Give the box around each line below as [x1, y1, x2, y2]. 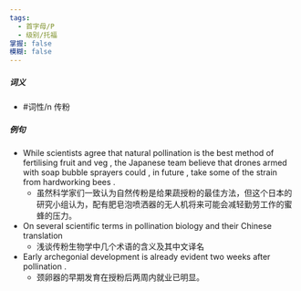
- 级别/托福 [17, 30, 57, 39]
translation [22, 230, 64, 242]
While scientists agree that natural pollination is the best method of [22, 148, 275, 159]
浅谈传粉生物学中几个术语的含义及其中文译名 [36, 241, 205, 252]
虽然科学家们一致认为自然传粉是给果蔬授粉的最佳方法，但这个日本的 [36, 188, 293, 199]
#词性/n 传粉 [22, 101, 70, 112]
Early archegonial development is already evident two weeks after [22, 252, 271, 263]
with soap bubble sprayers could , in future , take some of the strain [22, 167, 278, 178]
